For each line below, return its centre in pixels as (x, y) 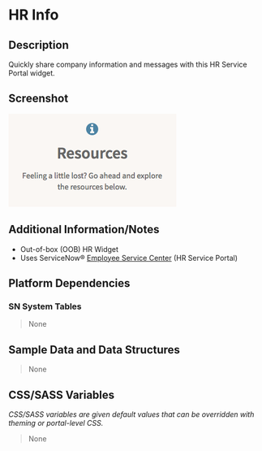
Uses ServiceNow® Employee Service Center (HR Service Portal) (129, 258)
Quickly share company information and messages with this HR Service (128, 64)
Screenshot (39, 99)
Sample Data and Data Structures (94, 350)
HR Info (34, 15)
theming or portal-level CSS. (56, 423)
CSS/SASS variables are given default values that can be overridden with (131, 414)
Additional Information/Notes (84, 230)
